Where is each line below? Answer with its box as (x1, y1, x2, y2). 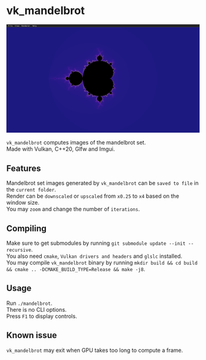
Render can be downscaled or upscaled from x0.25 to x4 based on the (6, 192, 180, 200)
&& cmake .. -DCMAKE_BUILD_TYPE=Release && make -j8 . (6, 266, 145, 273)
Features (6, 163, 41, 173)
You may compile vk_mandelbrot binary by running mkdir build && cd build (6, 259, 198, 266)
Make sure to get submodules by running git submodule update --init (6, 239, 186, 247)
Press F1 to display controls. (6, 312, 78, 320)
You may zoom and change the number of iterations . (6, 206, 140, 213)
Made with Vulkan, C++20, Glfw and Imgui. (6, 145, 115, 153)
